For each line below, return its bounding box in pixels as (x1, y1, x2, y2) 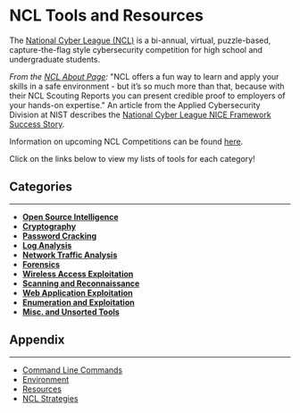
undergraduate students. (9, 54, 101, 64)
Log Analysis (21, 240, 72, 250)
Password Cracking (21, 230, 97, 241)
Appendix (9, 333, 65, 348)
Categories (9, 180, 73, 195)
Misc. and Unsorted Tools (21, 306, 121, 317)
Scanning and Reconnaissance (21, 278, 140, 289)
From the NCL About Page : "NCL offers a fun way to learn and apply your (9, 71, 279, 81)
